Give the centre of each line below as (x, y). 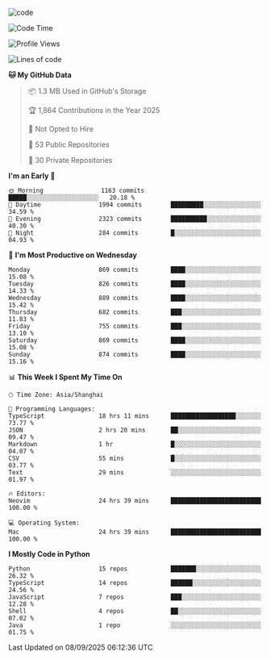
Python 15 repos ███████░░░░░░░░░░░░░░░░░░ (135, 569)
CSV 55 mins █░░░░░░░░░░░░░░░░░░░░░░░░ (135, 458)
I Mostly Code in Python (49, 554)
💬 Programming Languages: (52, 409)
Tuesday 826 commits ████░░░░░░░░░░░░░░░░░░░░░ (135, 284)
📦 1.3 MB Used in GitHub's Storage (87, 91)
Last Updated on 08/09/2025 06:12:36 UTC (81, 647)
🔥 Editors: (27, 494)
